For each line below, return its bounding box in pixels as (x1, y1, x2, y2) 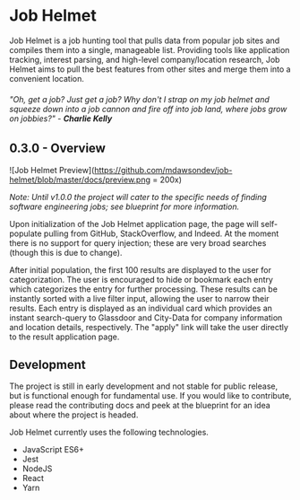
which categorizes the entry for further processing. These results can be (9, 284, 278, 294)
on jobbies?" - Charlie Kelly (9, 113, 113, 124)
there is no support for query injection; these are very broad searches (9, 237, 267, 248)
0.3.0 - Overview (9, 141, 106, 156)
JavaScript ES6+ (21, 444, 85, 455)
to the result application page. (9, 331, 120, 342)
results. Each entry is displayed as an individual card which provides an (9, 303, 273, 313)
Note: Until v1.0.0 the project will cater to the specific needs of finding (9, 191, 267, 202)
